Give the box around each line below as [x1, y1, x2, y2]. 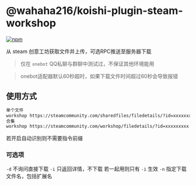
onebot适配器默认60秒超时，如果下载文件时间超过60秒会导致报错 [20, 72, 178, 79]
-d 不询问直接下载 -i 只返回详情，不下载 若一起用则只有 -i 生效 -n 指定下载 [6, 165, 187, 172]
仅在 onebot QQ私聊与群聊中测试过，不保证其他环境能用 [20, 60, 155, 67]
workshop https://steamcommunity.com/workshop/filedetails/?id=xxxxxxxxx [6, 124, 190, 130]
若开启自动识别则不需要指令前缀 [6, 135, 83, 142]
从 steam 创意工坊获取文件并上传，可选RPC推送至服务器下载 [6, 48, 152, 55]
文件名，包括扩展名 [6, 172, 52, 179]
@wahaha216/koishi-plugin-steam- [6, 4, 183, 18]
